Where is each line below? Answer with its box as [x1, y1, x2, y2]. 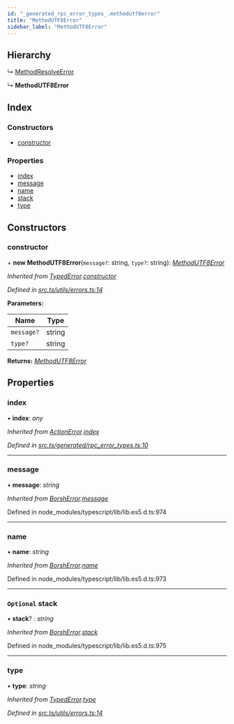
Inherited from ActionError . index [7, 427, 100, 435]
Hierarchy [7, 49, 52, 61]
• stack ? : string [7, 614, 54, 623]
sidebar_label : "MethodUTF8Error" [7, 23, 108, 30]
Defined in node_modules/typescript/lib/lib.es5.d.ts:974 [7, 507, 167, 516]
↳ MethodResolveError [7, 68, 75, 76]
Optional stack [7, 599, 58, 609]
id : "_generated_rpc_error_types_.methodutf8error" [7, 10, 160, 17]
